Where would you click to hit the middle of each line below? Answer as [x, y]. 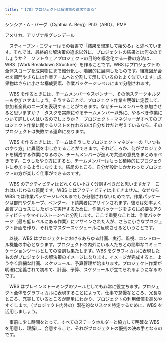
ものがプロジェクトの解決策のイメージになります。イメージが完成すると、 [81, 257]
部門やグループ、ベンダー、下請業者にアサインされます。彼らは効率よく [88, 202]
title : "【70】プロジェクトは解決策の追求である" [51, 10]
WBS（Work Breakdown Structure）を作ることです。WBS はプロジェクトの [83, 64]
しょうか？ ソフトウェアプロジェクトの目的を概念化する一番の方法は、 [79, 58]
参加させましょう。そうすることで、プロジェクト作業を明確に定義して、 [88, 100]
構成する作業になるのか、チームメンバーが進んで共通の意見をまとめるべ [88, 154]
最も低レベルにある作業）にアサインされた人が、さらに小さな [82, 221]
